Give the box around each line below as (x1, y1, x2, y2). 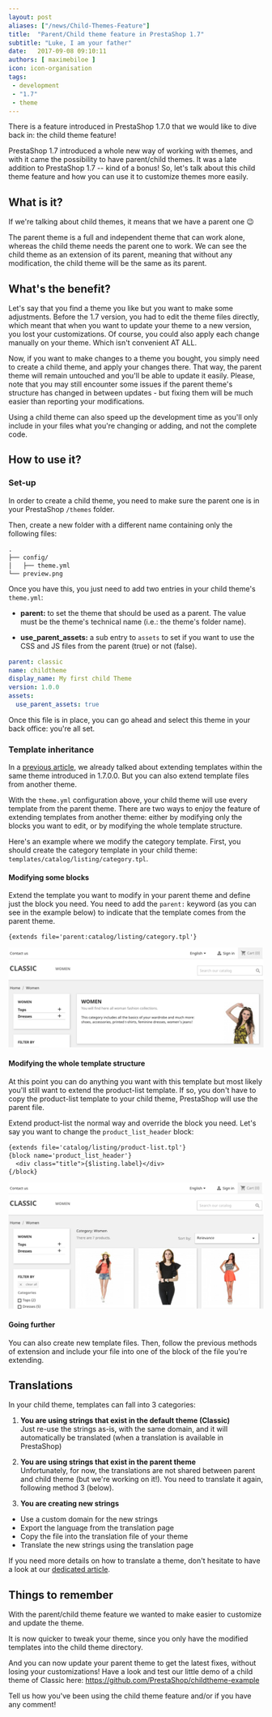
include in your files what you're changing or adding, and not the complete (8, 421, 257, 430)
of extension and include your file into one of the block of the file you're (8, 1346, 248, 1356)
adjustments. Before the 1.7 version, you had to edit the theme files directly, (8, 312, 260, 322)
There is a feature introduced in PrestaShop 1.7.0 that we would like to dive (8, 122, 257, 131)
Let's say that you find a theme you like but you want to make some (8, 304, 233, 313)
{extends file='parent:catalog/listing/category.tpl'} (8, 933, 198, 942)
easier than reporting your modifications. (8, 397, 145, 406)
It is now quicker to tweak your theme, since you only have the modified (8, 1634, 249, 1644)
